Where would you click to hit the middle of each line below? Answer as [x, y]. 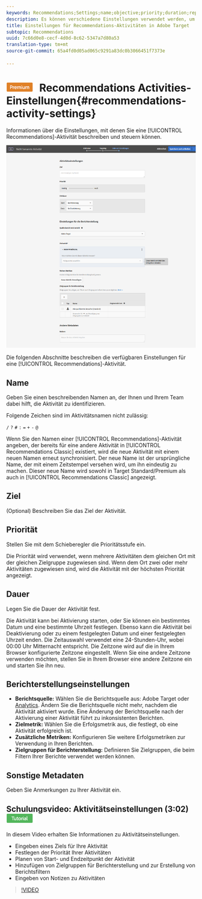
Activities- [164, 88]
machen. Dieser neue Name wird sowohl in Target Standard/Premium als [96, 471]
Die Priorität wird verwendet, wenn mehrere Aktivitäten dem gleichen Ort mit [101, 556]
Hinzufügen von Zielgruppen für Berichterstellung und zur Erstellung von [105, 865]
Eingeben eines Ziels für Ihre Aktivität [61, 846]
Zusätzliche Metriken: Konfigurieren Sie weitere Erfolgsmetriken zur [100, 737]
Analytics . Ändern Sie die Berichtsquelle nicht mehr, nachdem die [96, 705]
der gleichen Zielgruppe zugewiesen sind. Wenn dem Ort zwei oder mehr [97, 562]
